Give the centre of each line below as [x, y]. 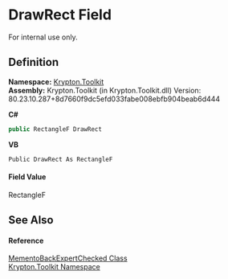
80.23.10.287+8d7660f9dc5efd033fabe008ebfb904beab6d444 [114, 99]
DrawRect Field [60, 15]
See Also [31, 220]
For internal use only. [43, 37]
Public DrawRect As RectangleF [61, 159]
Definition [33, 62]
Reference [26, 240]
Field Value [27, 177]
